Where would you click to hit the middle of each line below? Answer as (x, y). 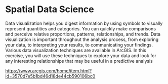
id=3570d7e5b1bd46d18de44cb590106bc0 (50, 76)
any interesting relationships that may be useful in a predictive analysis (79, 61)
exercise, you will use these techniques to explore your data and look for (81, 55)
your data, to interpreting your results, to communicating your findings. (79, 45)
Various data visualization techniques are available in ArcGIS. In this (76, 50)
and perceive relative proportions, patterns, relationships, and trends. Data (83, 34)
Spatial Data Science (50, 9)
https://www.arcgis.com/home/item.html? (49, 71)
